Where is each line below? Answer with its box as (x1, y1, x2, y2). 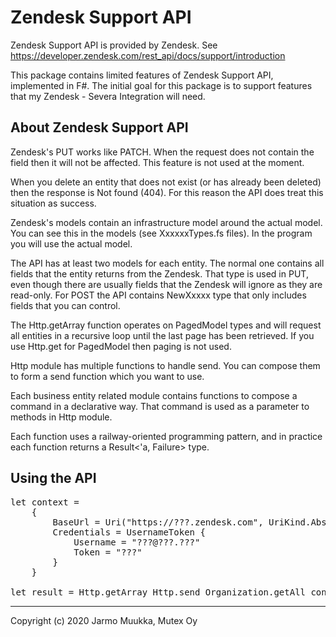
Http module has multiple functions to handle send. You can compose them (10, 359, 321, 371)
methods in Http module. (10, 411, 113, 423)
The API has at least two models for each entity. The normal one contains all (10, 257, 325, 269)
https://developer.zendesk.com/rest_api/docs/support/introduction (10, 49, 286, 61)
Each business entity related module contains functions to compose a (10, 389, 298, 401)
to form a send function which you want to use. (10, 370, 205, 382)
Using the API (10, 470, 97, 487)
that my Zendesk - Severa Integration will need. (10, 90, 206, 102)
